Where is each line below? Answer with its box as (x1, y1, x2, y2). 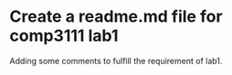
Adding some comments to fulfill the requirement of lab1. (9, 55, 223, 66)
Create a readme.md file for (9, 6, 223, 27)
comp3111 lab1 (9, 25, 119, 46)
